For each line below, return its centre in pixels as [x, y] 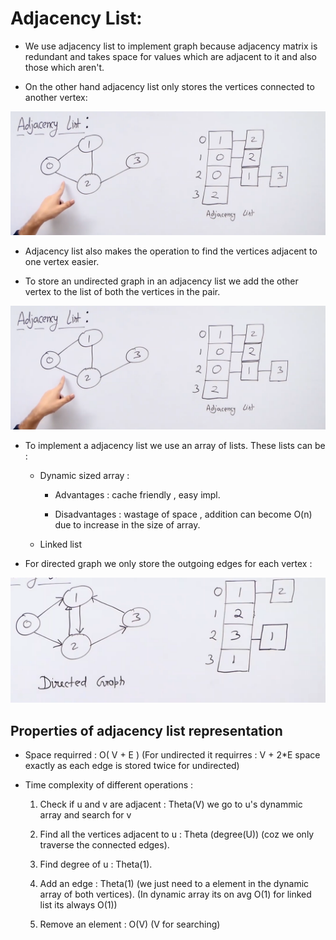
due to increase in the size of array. [127, 524]
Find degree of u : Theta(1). [96, 864]
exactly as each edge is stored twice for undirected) [132, 766]
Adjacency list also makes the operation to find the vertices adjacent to [171, 251]
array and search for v [85, 815]
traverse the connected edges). [104, 845]
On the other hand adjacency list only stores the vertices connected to [169, 86]
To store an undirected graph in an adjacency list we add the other [161, 281]
